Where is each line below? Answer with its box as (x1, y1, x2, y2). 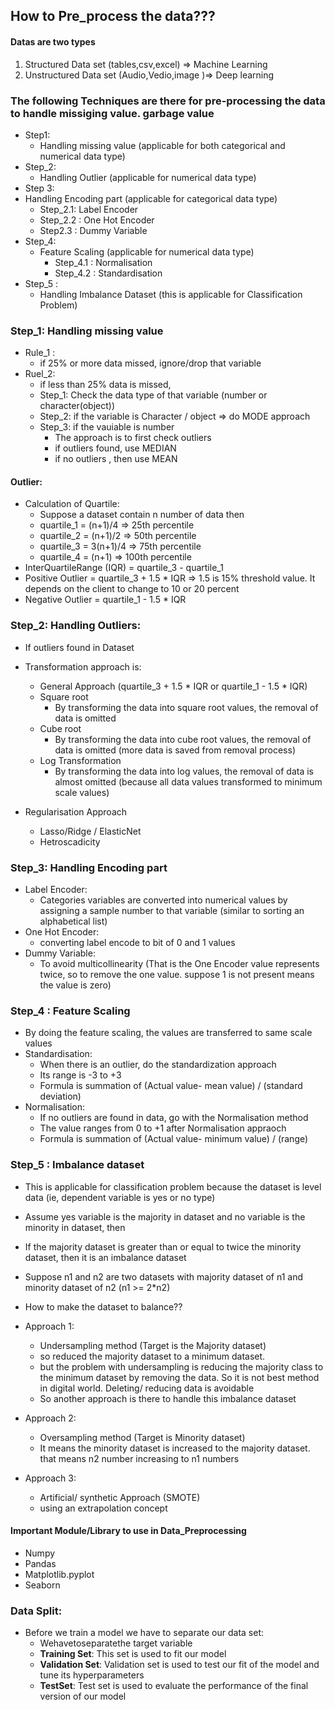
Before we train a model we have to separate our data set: (24, 1627, 264, 1639)
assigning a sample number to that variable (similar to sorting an (39, 904, 305, 916)
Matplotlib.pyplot (24, 1568, 95, 1580)
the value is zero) (39, 979, 112, 991)
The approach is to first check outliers (54, 432, 212, 444)
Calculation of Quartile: (24, 498, 120, 510)
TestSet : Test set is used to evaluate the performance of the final (39, 1680, 309, 1692)
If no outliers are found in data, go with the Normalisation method (39, 1112, 309, 1124)
